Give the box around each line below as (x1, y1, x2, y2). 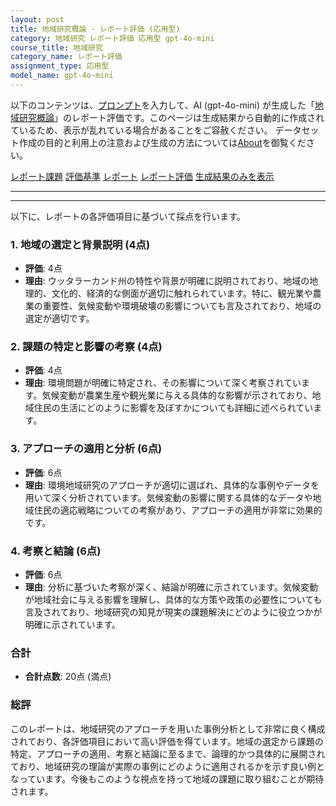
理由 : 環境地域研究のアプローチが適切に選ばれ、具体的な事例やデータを (24, 479, 320, 491)
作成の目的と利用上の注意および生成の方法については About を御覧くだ (18, 136, 307, 148)
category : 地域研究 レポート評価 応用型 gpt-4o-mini (10, 33, 215, 43)
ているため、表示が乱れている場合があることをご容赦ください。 (10, 124, 273, 136)
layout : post (10, 14, 65, 25)
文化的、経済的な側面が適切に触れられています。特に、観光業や (51, 287, 313, 300)
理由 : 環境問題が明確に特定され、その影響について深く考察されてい (24, 377, 302, 389)
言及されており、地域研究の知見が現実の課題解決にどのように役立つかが (24, 606, 323, 618)
